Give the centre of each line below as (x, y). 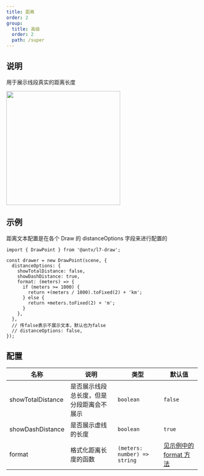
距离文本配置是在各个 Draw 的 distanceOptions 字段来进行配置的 (87, 238)
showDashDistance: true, (49, 276)
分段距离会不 (89, 405)
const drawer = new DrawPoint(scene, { (57, 260)
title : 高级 (26, 29)
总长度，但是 (89, 396)
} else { (33, 298)
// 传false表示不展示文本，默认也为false (59, 325)
